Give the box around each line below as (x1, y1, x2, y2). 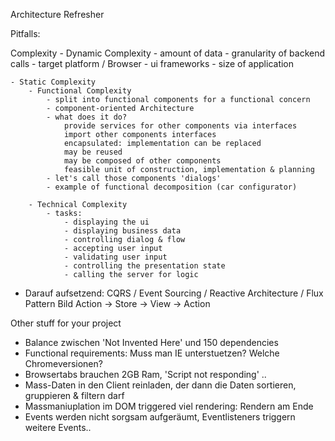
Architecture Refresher (10, 9, 105, 20)
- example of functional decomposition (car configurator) (46, 182, 298, 192)
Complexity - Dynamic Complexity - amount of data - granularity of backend (10, 47, 326, 59)
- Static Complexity (10, 77, 97, 87)
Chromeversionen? (24, 358, 103, 369)
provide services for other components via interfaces (63, 121, 298, 131)
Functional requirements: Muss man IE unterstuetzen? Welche (24, 347, 280, 359)
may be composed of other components (63, 156, 222, 166)
